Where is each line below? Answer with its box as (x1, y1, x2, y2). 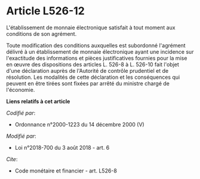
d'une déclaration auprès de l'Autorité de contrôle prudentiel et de (6, 67, 169, 74)
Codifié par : (6, 109, 36, 116)
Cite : (6, 155, 18, 162)
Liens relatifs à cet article (6, 97, 70, 105)
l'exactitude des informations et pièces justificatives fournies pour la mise (6, 54, 187, 61)
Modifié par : (6, 132, 37, 140)
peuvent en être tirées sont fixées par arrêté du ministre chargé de (6, 79, 170, 87)
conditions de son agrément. (6, 30, 77, 37)
